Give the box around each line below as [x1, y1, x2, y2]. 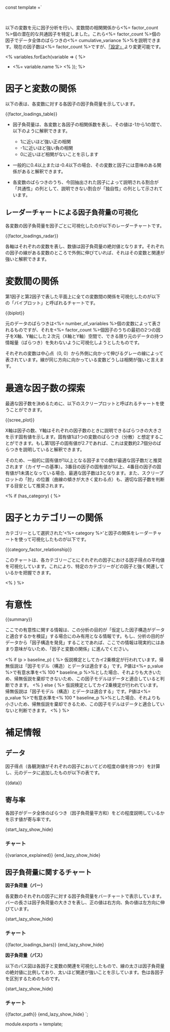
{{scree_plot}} [5, 416, 35, 423]
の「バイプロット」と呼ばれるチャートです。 [5, 300, 98, 306]
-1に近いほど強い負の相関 [20, 145, 73, 151]
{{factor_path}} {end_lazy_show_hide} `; [5, 1011, 89, 1017]
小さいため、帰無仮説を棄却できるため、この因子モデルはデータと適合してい [5, 701, 165, 707]
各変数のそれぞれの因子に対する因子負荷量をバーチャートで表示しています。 [5, 893, 164, 899]
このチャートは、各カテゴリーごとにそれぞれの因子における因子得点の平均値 [5, 557, 165, 563]
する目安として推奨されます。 [5, 482, 67, 489]
